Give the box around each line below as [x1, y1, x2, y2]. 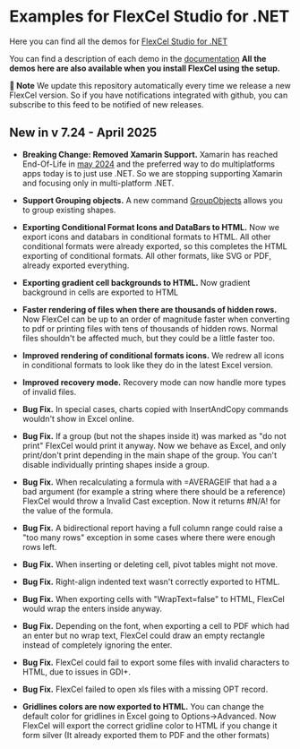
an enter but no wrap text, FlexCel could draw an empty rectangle [21, 630, 266, 641]
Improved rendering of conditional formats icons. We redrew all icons [21, 349, 285, 360]
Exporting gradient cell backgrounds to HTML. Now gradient [21, 277, 251, 288]
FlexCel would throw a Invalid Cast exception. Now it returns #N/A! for [21, 495, 281, 506]
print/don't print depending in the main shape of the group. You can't [21, 450, 278, 461]
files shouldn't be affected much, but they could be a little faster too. [21, 332, 276, 343]
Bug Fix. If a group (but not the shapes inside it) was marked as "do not [21, 430, 287, 441]
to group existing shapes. [21, 204, 116, 215]
